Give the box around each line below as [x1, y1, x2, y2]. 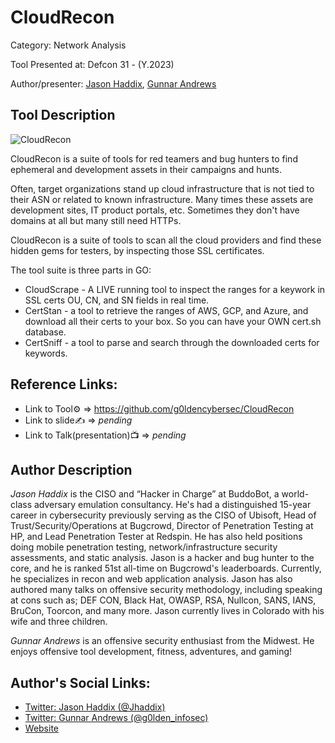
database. [24, 326, 67, 338]
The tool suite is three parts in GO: [10, 264, 152, 276]
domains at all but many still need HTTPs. [10, 214, 182, 226]
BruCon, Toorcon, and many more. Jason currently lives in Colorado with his [10, 605, 325, 617]
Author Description [10, 461, 133, 478]
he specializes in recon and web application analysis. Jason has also [10, 573, 293, 585]
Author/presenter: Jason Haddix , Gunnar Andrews [10, 77, 217, 90]
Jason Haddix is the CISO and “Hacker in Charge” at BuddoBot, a [10, 488, 280, 500]
